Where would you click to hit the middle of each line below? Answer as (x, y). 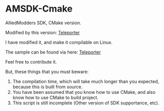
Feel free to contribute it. (31, 62)
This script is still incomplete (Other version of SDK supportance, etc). (86, 103)
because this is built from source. (47, 87)
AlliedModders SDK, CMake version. (43, 23)
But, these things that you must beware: (47, 72)
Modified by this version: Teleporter (43, 32)
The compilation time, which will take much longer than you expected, (86, 81)
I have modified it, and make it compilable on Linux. (59, 42)
